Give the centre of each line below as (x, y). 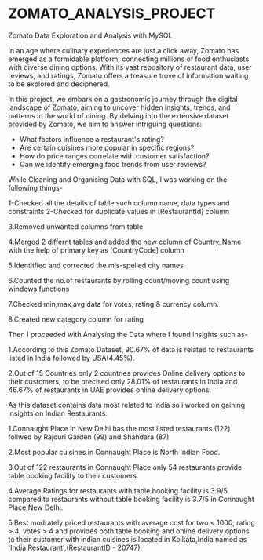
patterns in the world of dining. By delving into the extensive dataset (119, 115)
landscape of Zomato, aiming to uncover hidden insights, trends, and (119, 107)
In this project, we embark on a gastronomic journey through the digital (123, 99)
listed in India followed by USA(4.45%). (71, 358)
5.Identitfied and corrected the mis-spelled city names (96, 265)
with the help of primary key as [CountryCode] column (96, 250)
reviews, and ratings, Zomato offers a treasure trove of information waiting (128, 75)
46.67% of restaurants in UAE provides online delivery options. (110, 390)
